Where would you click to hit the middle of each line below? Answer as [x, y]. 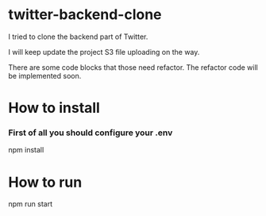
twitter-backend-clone [85, 15]
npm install [26, 150]
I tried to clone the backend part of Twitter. [78, 37]
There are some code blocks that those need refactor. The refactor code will [133, 67]
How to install [54, 108]
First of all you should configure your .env [91, 133]
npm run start [31, 204]
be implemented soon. [45, 75]
